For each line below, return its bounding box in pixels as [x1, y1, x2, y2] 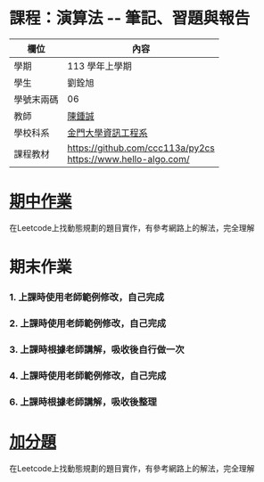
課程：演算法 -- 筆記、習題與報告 [9, 8, 251, 29]
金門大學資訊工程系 [67, 127, 149, 139]
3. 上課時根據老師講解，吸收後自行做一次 [9, 343, 185, 355]
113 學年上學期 [67, 60, 132, 72]
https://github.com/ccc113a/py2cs [67, 142, 216, 154]
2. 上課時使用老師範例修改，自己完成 [9, 317, 167, 330]
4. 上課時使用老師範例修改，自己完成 [9, 369, 167, 381]
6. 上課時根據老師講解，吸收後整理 [9, 396, 158, 408]
